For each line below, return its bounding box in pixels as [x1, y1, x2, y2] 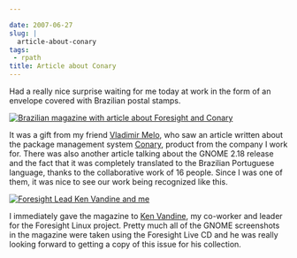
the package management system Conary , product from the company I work [9, 139, 288, 149]
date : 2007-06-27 [9, 20, 73, 29]
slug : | [9, 28, 38, 38]
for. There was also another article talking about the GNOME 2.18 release [9, 148, 274, 159]
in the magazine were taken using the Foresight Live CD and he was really [9, 230, 278, 239]
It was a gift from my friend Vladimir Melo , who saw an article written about [9, 130, 283, 140]
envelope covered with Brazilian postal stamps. [9, 95, 181, 106]
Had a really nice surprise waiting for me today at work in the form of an [9, 86, 271, 96]
